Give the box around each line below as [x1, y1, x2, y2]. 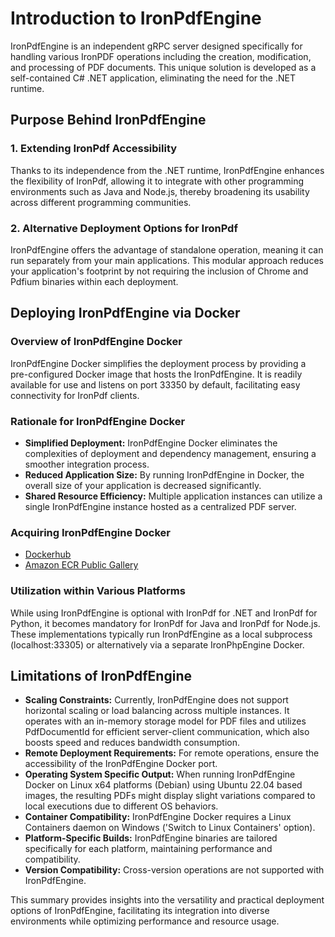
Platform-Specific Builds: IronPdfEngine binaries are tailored [24, 832, 278, 844]
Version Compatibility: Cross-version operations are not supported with [24, 864, 325, 876]
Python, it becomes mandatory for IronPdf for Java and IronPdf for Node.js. [10, 617, 321, 629]
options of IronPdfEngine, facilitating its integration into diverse [10, 905, 270, 917]
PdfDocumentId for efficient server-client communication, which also [24, 726, 310, 738]
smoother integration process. [24, 458, 150, 470]
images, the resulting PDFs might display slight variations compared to [24, 790, 316, 802]
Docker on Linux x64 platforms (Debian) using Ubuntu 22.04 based [24, 779, 303, 791]
